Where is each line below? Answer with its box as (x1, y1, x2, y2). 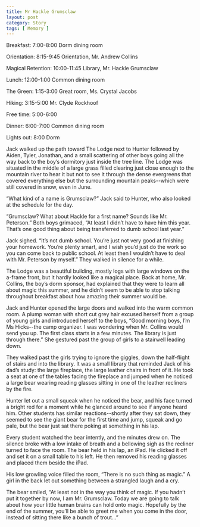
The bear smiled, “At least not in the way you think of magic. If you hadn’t (6, 489, 186, 496)
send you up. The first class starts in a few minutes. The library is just (6, 330, 177, 337)
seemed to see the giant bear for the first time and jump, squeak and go (6, 416, 183, 423)
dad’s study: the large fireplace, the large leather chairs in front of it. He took (6, 367, 194, 374)
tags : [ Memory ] (6, 25, 49, 32)
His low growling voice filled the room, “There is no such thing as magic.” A (6, 471, 190, 478)
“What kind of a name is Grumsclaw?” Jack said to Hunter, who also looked (6, 195, 191, 202)
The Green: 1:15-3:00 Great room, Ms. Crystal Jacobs (6, 88, 137, 95)
